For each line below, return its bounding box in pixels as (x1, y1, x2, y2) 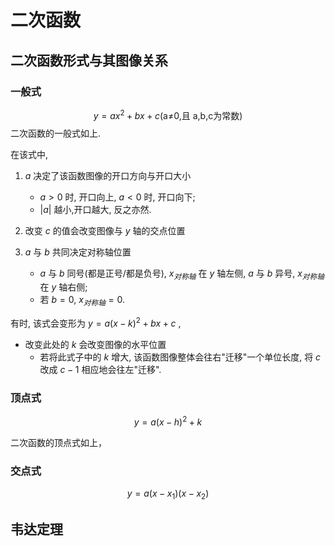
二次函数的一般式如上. (10, 127, 102, 139)
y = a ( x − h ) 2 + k (133, 414, 203, 428)
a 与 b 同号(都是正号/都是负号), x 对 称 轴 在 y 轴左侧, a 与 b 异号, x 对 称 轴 (39, 267, 325, 281)
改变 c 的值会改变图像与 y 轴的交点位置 (24, 224, 186, 236)
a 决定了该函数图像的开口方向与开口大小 (24, 169, 192, 181)
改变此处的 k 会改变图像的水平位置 (24, 338, 167, 350)
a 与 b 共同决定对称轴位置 (24, 246, 132, 258)
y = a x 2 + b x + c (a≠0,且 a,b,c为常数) (93, 107, 243, 121)
